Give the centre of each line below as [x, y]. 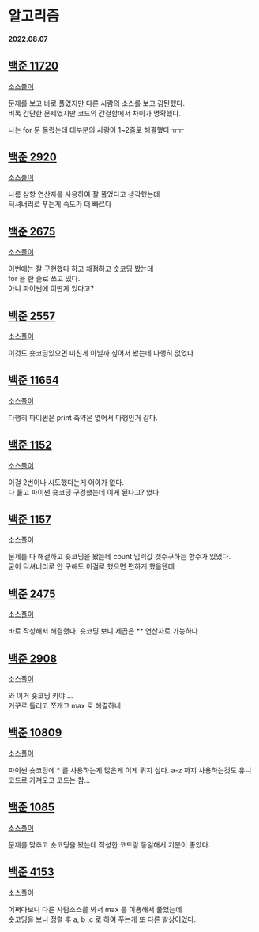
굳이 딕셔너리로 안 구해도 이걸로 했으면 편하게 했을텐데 [92, 566]
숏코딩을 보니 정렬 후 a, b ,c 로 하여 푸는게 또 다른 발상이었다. [102, 919]
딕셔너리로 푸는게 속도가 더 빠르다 [60, 204]
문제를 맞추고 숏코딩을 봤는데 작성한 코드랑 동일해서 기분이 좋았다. [109, 844]
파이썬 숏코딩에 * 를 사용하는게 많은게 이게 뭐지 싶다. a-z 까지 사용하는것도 [122, 770]
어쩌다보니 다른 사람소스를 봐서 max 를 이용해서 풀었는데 [95, 909]
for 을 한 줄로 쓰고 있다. [44, 279]
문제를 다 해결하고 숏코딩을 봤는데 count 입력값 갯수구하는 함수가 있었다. [120, 557]
